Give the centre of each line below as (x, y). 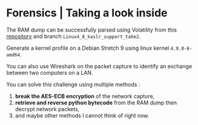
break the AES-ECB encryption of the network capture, (85, 96)
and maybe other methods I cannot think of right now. (82, 115)
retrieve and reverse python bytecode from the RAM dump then (96, 103)
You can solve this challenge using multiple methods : (73, 84)
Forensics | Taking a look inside (87, 13)
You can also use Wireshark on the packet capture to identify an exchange (99, 66)
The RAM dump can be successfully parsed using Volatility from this (92, 30)
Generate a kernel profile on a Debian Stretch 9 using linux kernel (88, 48)
